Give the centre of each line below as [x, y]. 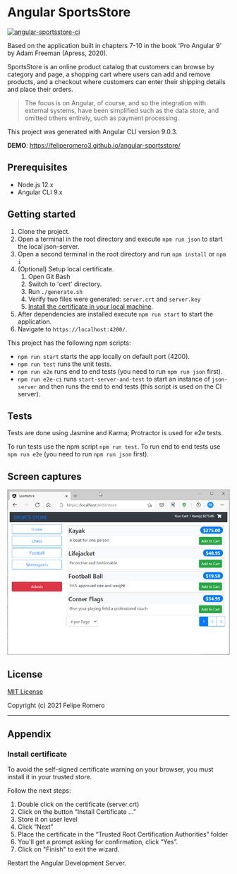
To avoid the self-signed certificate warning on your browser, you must [110, 769]
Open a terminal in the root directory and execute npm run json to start [120, 239]
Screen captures [45, 477]
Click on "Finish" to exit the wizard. [68, 849]
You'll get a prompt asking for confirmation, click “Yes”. [98, 842]
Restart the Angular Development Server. [67, 863]
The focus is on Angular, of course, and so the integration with [115, 102]
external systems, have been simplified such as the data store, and [122, 110]
